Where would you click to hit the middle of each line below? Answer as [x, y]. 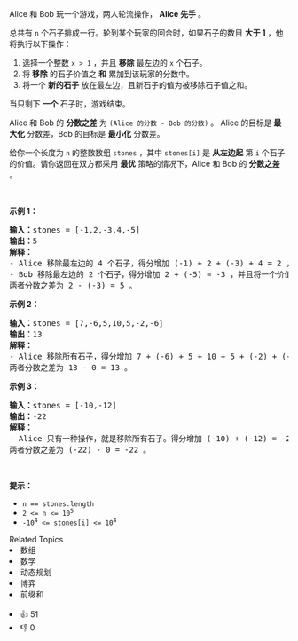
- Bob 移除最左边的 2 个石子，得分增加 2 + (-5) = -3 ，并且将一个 [143, 274]
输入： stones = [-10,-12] [63, 405]
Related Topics [36, 539]
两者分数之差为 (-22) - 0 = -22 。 [80, 450]
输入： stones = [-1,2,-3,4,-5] [74, 230]
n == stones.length [58, 504]
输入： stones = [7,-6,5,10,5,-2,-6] [86, 323]
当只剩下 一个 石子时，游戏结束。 [70, 104]
